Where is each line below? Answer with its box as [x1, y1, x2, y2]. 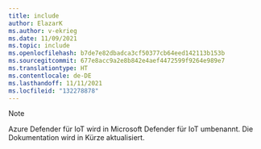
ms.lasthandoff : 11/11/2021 [8, 79, 103, 87]
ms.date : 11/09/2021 [8, 34, 78, 43]
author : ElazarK [8, 19, 63, 27]
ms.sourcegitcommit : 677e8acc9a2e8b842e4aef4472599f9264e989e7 [8, 57, 226, 65]
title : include [8, 11, 60, 20]
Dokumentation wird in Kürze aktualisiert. [8, 133, 145, 143]
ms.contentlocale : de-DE [8, 72, 92, 80]
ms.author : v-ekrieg [8, 27, 78, 35]
